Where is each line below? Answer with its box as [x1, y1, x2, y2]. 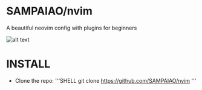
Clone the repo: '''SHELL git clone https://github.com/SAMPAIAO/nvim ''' [15, 77, 197, 84]
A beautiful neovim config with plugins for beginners [6, 24, 137, 31]
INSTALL [6, 57, 51, 71]
